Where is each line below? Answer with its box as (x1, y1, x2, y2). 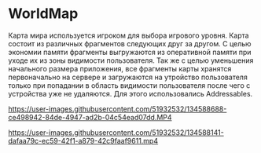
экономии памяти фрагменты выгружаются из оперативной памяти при (8, 47, 252, 56)
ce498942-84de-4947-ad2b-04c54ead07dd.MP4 (8, 112, 172, 122)
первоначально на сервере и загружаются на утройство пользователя (8, 72, 248, 82)
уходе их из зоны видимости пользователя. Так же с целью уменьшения (8, 56, 254, 65)
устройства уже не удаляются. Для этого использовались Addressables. (8, 89, 253, 98)
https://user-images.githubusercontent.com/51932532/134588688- (8, 104, 227, 114)
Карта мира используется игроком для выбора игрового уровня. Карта (8, 31, 249, 40)
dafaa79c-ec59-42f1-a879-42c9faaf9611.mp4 (8, 136, 159, 145)
